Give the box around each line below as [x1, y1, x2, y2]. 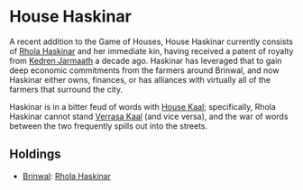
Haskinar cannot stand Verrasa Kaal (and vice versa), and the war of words [9, 111, 289, 122]
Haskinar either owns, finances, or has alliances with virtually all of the [9, 74, 271, 85]
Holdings [9, 147, 61, 162]
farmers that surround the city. [9, 84, 124, 95]
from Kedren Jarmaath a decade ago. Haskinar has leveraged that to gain [9, 55, 282, 66]
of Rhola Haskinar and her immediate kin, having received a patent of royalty [9, 45, 294, 56]
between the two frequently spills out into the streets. [9, 120, 208, 131]
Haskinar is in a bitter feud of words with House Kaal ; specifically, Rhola [9, 101, 277, 112]
